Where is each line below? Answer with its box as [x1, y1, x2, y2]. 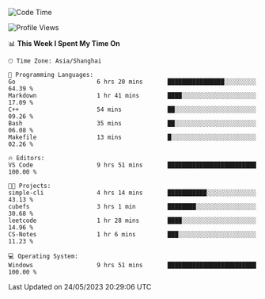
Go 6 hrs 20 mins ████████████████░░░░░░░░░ [8, 78, 257, 86]
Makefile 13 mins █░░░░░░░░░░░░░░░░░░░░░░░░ [8, 133, 257, 141]
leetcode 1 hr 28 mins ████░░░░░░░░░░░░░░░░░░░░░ [8, 217, 257, 224]
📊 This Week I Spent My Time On [8, 39, 120, 48]
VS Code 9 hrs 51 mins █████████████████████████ [8, 161, 257, 169]
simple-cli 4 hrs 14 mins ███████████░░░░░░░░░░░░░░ [8, 189, 257, 197]
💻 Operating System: [8, 252, 79, 260]
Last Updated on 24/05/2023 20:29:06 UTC [8, 282, 152, 291]
